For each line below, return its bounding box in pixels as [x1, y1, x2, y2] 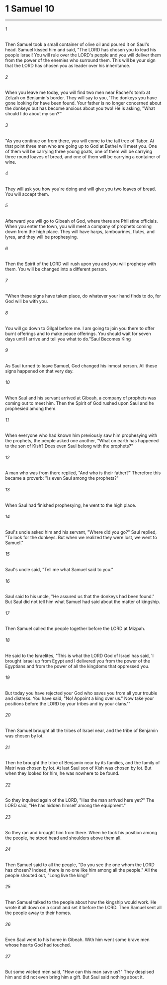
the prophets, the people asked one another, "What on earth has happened [5, 438, 159, 444]
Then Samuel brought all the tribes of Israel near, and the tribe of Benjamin [5, 727, 158, 733]
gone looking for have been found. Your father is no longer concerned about [5, 100, 162, 106]
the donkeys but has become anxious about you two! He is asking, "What [5, 105, 155, 111]
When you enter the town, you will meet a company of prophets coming [5, 223, 152, 229]
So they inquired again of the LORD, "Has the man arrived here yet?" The [5, 797, 155, 803]
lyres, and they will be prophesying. [5, 234, 78, 240]
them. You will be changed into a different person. [5, 266, 108, 272]
